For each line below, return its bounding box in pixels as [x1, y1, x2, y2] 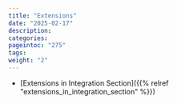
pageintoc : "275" [8, 42, 66, 50]
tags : [8, 49, 26, 57]
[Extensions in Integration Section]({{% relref [19, 78, 169, 88]
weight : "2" [8, 57, 48, 65]
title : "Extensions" [8, 11, 78, 20]
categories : [8, 34, 48, 42]
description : [8, 26, 52, 34]
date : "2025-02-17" [8, 19, 74, 27]
